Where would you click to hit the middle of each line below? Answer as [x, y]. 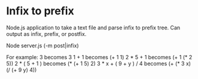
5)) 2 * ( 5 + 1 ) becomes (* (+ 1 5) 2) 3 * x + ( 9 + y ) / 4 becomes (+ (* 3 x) [99, 63]
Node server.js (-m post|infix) [42, 45]
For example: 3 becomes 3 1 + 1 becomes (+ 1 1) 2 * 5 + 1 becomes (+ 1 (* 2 [99, 57]
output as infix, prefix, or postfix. [46, 34]
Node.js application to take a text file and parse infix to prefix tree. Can [93, 28]
